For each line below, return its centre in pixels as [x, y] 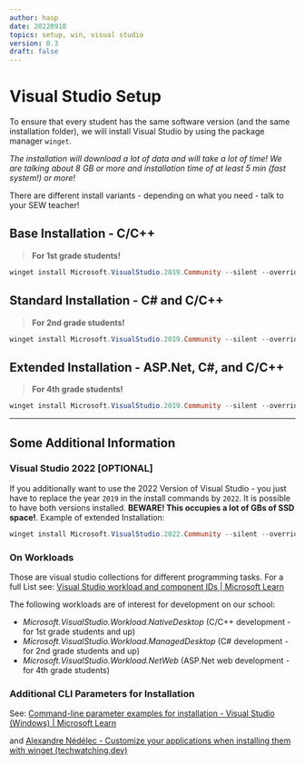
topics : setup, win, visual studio [77, 35]
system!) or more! [42, 178]
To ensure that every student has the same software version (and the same [150, 122]
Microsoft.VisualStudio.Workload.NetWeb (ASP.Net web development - [156, 661]
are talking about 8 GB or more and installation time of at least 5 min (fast [148, 168]
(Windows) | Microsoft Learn [63, 723]
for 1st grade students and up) [79, 631]
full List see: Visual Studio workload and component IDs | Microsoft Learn [147, 586]
